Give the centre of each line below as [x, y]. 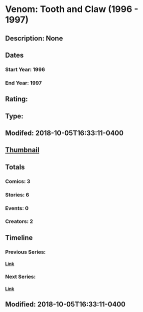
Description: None [34, 38]
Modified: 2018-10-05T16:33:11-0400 [65, 304]
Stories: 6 [17, 194]
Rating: [17, 99]
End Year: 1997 [24, 82]
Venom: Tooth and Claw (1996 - [72, 9]
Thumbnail [22, 150]
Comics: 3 [18, 181]
